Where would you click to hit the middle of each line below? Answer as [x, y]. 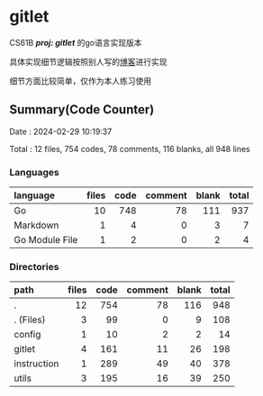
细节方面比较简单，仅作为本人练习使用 [80, 81]
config [27, 335]
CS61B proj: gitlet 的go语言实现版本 [76, 42]
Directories [34, 266]
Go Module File [46, 240]
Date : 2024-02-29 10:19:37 [61, 131]
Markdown [36, 225]
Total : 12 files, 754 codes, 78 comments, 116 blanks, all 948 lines [130, 148]
